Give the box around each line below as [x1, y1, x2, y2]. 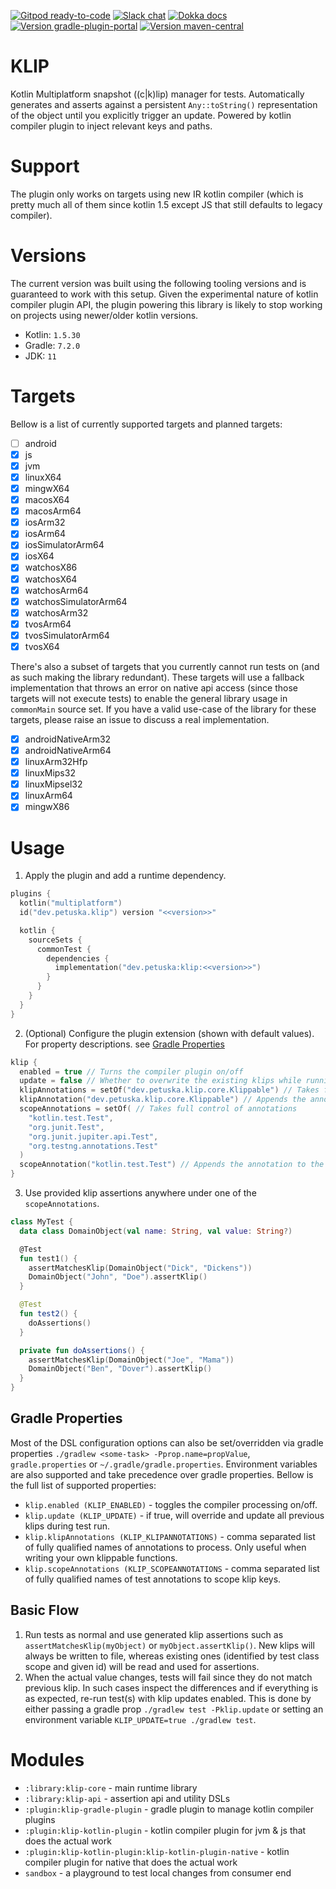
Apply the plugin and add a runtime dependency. [24, 870, 227, 882]
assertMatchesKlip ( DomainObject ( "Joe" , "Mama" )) [28, 1355, 235, 1365]
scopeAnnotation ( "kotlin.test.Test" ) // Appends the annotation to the [19, 1160, 325, 1170]
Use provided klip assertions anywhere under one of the [24, 1187, 257, 1199]
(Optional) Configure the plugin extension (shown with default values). [24, 1027, 315, 1039]
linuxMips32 [24, 767, 76, 779]
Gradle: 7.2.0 [24, 339, 81, 351]
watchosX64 [24, 573, 78, 585]
